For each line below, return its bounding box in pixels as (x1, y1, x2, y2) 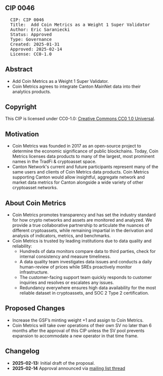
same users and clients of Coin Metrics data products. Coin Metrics (12, 169, 149, 175)
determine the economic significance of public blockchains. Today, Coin (12, 148, 159, 154)
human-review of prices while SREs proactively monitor (19, 264, 132, 270)
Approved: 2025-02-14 (10, 46, 62, 52)
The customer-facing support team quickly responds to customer (19, 275, 152, 280)
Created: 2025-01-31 (10, 41, 60, 47)
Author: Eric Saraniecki (10, 26, 70, 32)
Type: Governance (10, 36, 52, 42)
